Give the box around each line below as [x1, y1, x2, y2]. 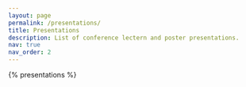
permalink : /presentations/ [8, 19, 102, 27]
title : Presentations [8, 26, 80, 34]
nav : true [8, 41, 41, 49]
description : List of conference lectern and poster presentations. [8, 33, 240, 42]
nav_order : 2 [8, 48, 52, 56]
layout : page [8, 11, 52, 20]
